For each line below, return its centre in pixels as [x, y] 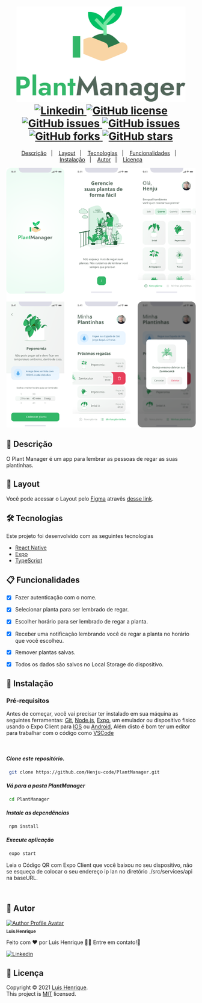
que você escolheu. [39, 640]
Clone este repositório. [35, 758]
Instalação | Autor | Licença [101, 160]
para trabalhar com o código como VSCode [60, 733]
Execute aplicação [30, 840]
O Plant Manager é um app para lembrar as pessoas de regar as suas [92, 458]
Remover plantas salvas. [45, 652]
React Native [31, 548]
